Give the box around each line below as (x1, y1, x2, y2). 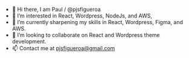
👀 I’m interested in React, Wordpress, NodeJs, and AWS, (11, 12, 153, 19)
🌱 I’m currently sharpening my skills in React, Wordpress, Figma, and (11, 19, 183, 25)
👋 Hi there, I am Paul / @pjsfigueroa (11, 6, 101, 13)
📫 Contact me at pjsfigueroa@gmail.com (11, 45, 115, 51)
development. (11, 38, 46, 45)
